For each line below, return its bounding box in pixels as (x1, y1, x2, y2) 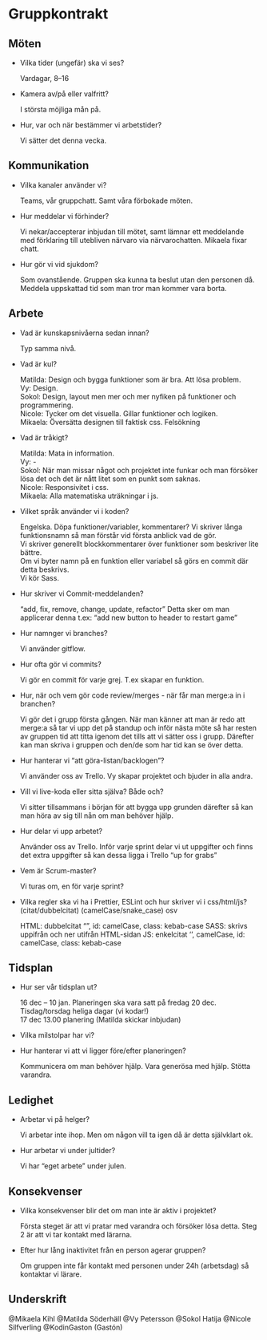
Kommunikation (8, 159, 90, 172)
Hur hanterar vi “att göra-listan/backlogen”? (19, 755, 165, 765)
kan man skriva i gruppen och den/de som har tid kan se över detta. (19, 739, 244, 750)
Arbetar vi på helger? (19, 1115, 90, 1124)
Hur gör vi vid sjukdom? (19, 259, 98, 269)
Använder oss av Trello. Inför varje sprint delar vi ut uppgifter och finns (19, 841, 253, 851)
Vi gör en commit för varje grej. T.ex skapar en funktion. (19, 674, 205, 684)
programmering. (19, 400, 74, 410)
